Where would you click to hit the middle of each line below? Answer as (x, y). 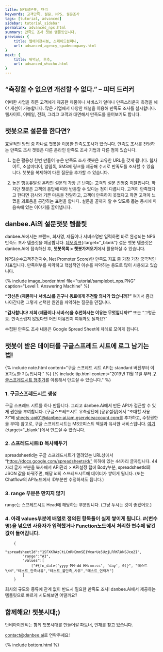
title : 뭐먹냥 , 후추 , (33, 59)
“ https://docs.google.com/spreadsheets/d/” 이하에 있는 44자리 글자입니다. (78, 461)
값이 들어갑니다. (23, 533)
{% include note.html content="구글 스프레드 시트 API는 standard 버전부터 (77, 368)
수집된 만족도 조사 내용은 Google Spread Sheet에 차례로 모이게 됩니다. (72, 329)
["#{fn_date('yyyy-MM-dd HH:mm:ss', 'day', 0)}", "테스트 (89, 566)
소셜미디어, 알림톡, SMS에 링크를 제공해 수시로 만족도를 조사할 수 (84, 166)
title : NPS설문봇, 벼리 (26, 10)
